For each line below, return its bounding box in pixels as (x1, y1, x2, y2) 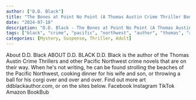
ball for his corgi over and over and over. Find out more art (6, 76, 146, 83)
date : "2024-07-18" (6, 19, 54, 25)
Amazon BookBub (6, 88, 50, 95)
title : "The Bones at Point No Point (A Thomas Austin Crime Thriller (6, 14, 181, 20)
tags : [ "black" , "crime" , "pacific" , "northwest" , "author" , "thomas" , (6, 30, 184, 36)
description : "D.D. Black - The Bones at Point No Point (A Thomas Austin (6, 24, 192, 31)
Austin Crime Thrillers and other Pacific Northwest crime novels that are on (6, 58, 187, 65)
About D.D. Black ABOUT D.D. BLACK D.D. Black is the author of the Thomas (6, 52, 190, 58)
